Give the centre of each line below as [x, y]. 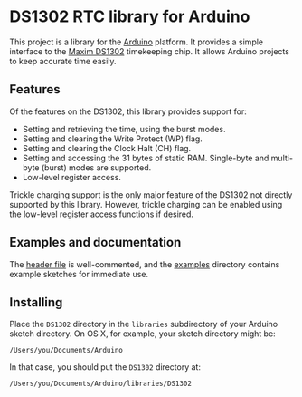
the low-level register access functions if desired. [102, 214]
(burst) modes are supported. [96, 167]
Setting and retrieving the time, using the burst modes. [124, 129]
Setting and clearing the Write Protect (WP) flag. [113, 139]
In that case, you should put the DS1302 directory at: [105, 367]
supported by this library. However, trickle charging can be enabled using [146, 204]
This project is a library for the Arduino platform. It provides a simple [137, 42]
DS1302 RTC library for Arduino [130, 17]
